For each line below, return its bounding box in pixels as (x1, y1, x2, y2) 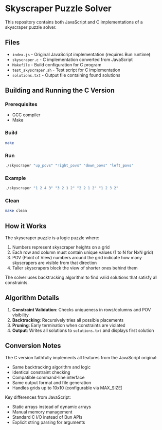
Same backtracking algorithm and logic (12, 364, 91, 370)
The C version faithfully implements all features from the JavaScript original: (5, 354, 158, 360)
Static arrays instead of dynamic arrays (12, 404, 91, 410)
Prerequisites (5, 101, 37, 108)
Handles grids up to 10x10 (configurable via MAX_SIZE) (12, 385, 123, 390)
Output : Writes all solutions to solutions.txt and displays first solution (12, 328, 154, 333)
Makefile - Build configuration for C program (12, 61, 102, 67)
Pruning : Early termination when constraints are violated (12, 322, 126, 328)
